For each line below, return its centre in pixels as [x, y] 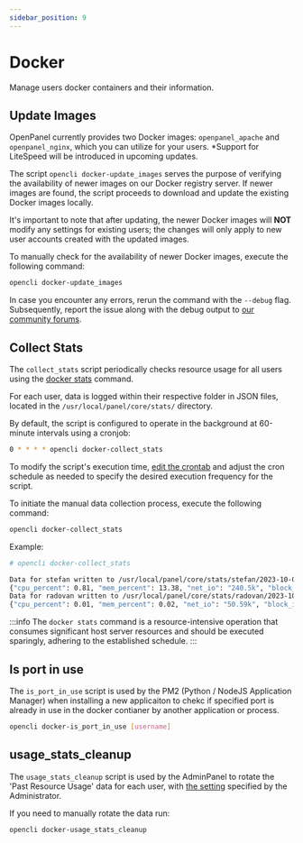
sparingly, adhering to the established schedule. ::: [103, 641]
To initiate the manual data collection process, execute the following [136, 503]
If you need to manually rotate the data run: [90, 813]
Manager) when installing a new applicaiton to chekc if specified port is [142, 701]
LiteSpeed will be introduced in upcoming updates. [104, 156]
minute [22, 433]
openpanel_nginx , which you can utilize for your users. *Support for [134, 147]
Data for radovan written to [64, 596]
